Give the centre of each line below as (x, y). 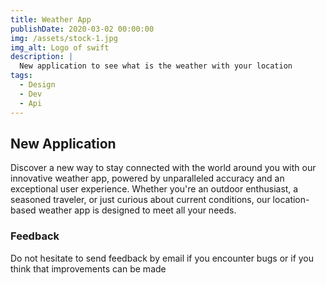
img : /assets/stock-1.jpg (64, 38)
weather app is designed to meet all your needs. (137, 210)
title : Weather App (51, 19)
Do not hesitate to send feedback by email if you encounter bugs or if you (162, 258)
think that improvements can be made (88, 268)
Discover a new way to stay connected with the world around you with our (163, 168)
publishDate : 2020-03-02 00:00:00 (82, 29)
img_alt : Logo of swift (60, 47)
